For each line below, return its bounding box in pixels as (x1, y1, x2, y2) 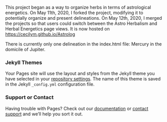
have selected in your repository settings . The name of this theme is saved (5, 76, 161, 82)
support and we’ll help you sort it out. (5, 111, 83, 117)
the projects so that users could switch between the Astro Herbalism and (5, 20, 158, 26)
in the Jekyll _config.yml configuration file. (5, 81, 95, 88)
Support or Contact (5, 94, 54, 101)
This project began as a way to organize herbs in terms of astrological (5, 5, 151, 10)
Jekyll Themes (5, 59, 43, 66)
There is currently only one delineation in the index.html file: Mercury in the (5, 41, 162, 47)
